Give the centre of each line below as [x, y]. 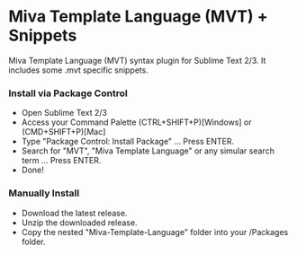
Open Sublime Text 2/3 [64, 113]
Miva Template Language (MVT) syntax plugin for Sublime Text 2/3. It [137, 60]
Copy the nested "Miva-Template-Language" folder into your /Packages [155, 232]
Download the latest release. [74, 213]
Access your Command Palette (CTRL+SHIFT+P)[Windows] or [137, 122]
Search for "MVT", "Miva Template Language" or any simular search [148, 151]
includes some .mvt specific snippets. [79, 70]
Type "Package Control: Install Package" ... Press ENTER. [128, 142]
